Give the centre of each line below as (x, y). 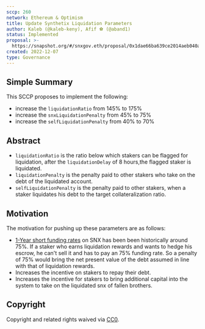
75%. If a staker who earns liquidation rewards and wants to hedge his (104, 247)
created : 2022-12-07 (33, 52)
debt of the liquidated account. (54, 181)
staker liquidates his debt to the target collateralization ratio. (91, 194)
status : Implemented (33, 35)
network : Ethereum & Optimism (45, 18)
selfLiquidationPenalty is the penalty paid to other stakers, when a (100, 188)
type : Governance (28, 57)
